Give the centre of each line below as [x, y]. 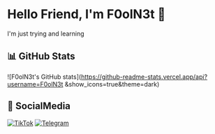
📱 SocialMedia [39, 106]
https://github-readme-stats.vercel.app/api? [144, 77]
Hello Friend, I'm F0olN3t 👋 [87, 14]
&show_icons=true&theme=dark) [112, 84]
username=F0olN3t [35, 84]
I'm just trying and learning [46, 33]
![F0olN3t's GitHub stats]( [44, 77]
